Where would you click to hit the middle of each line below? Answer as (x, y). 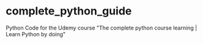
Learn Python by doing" (36, 34)
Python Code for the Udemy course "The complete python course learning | (102, 28)
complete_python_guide (69, 11)
